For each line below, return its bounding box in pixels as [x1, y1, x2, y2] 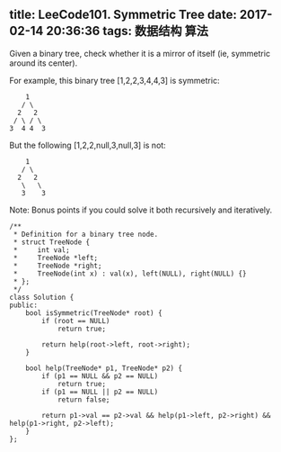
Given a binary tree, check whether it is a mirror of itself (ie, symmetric [9, 48, 271, 59]
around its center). [9, 58, 78, 68]
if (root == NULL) [41, 316, 110, 325]
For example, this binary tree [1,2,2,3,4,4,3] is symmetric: [9, 75, 220, 86]
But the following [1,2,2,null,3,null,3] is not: [9, 140, 166, 150]
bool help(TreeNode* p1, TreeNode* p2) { [25, 364, 182, 373]
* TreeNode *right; [13, 261, 102, 270]
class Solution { [9, 293, 75, 302]
